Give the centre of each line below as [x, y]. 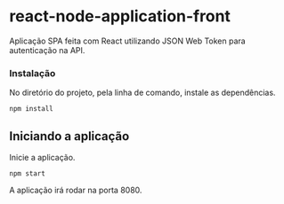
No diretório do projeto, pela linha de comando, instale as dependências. [142, 93]
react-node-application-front [120, 16]
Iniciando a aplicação [69, 136]
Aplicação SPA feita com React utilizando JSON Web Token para [128, 41]
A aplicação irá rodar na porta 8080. [76, 190]
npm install [31, 109]
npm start [28, 174]
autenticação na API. [47, 50]
